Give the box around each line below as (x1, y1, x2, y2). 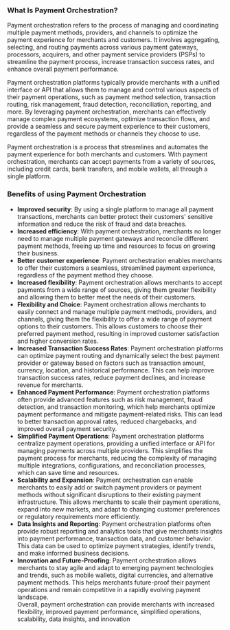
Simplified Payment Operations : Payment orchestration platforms (16, 432, 205, 440)
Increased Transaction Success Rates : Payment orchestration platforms (16, 344, 224, 353)
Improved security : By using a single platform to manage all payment (16, 205, 214, 213)
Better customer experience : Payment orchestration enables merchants (16, 256, 222, 264)
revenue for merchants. (16, 381, 84, 389)
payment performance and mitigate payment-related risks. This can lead (16, 410, 222, 418)
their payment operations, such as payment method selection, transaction (7, 93, 216, 101)
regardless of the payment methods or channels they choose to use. (7, 129, 200, 138)
